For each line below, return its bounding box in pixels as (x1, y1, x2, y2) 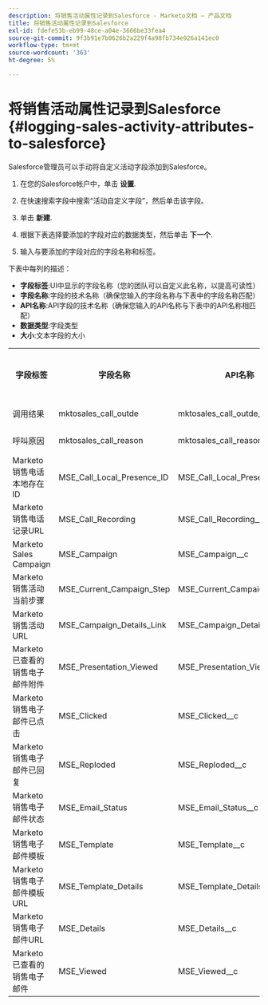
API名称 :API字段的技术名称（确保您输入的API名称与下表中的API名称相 (19, 300, 250, 310)
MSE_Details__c (178, 923, 237, 934)
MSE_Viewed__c (178, 965, 238, 976)
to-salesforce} (8, 135, 107, 152)
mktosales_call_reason (58, 434, 144, 445)
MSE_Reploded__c (178, 759, 247, 770)
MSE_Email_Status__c (178, 801, 259, 813)
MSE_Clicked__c (178, 710, 239, 721)
